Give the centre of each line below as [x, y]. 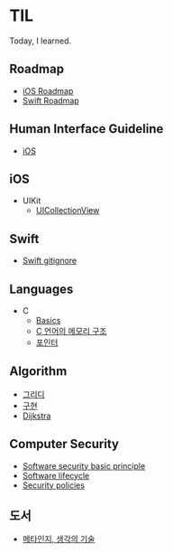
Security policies [54, 485]
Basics [48, 320]
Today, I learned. [41, 41]
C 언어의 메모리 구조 [71, 331]
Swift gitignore [50, 261]
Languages [41, 289]
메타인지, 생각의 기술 [59, 539]
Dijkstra [36, 416]
